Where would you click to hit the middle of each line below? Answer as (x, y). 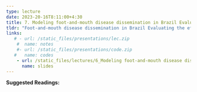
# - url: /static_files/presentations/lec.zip (72, 39)
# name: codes (34, 55)
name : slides (38, 66)
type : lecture (23, 11)
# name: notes (35, 45)
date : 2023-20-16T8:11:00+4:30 (44, 17)
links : (14, 33)
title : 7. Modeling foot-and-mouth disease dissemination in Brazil (91, 22)
